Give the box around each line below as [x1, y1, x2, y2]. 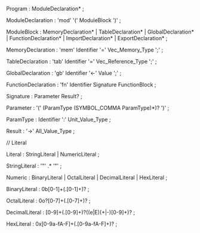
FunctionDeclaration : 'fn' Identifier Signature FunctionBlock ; [6, 81, 156, 88]
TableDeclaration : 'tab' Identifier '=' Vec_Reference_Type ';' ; [6, 58, 157, 65]
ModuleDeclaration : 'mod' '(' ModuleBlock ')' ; [6, 17, 121, 23]
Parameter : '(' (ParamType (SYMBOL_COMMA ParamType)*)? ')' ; [6, 104, 170, 111]
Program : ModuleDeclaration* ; [6, 5, 85, 12]
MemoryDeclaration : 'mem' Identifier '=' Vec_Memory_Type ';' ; [6, 46, 164, 53]
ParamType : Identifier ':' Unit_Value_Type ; [6, 116, 112, 123]
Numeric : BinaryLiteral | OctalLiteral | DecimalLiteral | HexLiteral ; [6, 174, 168, 181]
